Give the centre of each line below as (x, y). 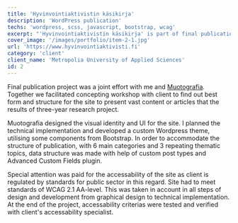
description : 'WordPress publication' (64, 21)
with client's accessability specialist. (61, 212)
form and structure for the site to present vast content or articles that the (113, 102)
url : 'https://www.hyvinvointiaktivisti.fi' (74, 47)
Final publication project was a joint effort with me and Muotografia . (106, 86)
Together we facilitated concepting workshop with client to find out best (113, 94)
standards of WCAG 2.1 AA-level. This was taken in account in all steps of (114, 189)
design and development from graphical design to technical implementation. (119, 197)
